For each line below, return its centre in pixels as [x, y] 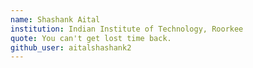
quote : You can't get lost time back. [91, 38]
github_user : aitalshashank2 [71, 47]
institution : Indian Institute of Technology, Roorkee [127, 29]
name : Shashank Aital [55, 19]
